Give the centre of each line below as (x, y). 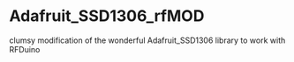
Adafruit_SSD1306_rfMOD (107, 16)
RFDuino (25, 49)
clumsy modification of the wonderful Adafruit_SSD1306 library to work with (147, 40)
